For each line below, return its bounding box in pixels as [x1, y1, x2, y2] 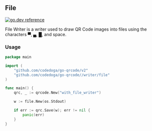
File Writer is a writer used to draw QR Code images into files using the [5, 26, 147, 32]
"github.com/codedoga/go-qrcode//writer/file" [14, 73, 110, 77]
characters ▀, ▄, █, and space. [5, 31, 67, 37]
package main [5, 55, 32, 60]
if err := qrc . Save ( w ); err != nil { [14, 108, 91, 113]
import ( [5, 63, 23, 68]
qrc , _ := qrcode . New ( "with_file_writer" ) [14, 90, 101, 95]
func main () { [5, 86, 34, 91]
